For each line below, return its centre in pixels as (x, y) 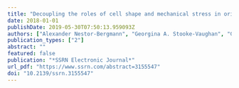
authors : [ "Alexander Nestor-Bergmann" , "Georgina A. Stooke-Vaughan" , (116, 34)
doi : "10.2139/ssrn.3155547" (51, 73)
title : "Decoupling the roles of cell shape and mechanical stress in (114, 14)
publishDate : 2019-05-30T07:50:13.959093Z (71, 27)
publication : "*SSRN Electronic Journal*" (71, 60)
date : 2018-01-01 (33, 21)
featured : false (31, 54)
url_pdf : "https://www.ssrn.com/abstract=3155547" (84, 67)
